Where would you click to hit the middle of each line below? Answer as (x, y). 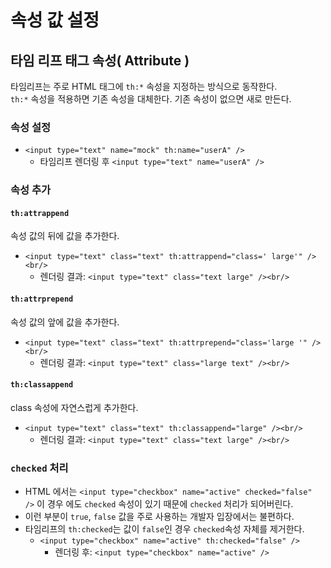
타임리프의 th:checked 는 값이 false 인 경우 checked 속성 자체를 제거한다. (164, 529)
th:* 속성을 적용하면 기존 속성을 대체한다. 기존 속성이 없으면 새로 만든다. (151, 99)
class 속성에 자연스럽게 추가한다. (74, 407)
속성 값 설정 (55, 20)
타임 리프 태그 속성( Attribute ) (100, 60)
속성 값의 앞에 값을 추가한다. (65, 322)
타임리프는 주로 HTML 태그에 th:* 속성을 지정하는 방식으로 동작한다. (144, 86)
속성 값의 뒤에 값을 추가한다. (65, 236)
